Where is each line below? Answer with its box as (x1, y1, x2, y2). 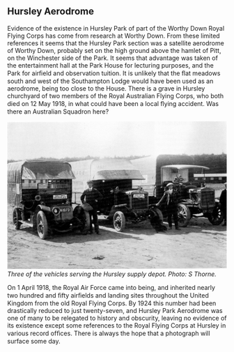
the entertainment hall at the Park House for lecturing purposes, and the (7, 61, 214, 69)
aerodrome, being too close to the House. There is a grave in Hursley (7, 84, 205, 93)
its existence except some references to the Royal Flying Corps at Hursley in (7, 321, 226, 330)
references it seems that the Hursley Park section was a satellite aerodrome (7, 38, 224, 47)
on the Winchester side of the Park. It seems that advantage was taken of (7, 54, 218, 62)
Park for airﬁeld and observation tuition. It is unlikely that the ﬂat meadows (7, 69, 221, 77)
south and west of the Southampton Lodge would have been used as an (7, 77, 214, 85)
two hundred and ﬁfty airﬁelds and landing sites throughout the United (7, 291, 209, 299)
